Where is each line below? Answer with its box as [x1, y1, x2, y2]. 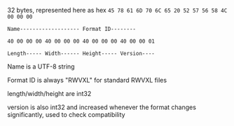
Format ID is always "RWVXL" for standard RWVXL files [7, 76, 167, 84]
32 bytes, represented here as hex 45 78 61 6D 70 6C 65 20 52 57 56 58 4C [7, 6, 228, 14]
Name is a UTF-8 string [7, 62, 75, 71]
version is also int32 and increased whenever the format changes [7, 103, 196, 111]
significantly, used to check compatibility [7, 111, 125, 118]
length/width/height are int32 [7, 90, 92, 97]
